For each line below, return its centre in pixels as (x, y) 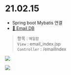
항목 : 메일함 (28, 38)
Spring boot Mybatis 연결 (37, 23)
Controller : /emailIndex (42, 49)
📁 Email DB (23, 28)
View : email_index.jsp (39, 44)
